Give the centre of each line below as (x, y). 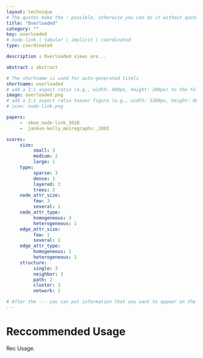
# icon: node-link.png (35, 106)
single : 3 (46, 268)
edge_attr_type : (40, 246)
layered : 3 (47, 184)
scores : (16, 139)
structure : (33, 263)
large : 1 (44, 162)
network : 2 (47, 291)
